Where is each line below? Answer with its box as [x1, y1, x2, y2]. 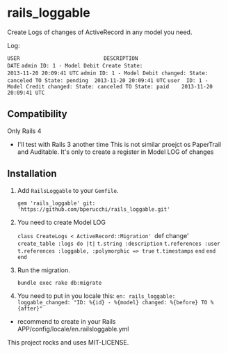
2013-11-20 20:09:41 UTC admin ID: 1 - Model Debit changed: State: [7, 70, 209, 77]
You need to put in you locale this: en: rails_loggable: [17, 291, 176, 300]
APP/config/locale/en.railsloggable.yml [17, 324, 129, 333]
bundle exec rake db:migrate [17, 279, 102, 286]
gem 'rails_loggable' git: [17, 200, 96, 207]
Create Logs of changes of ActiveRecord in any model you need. [7, 28, 193, 36]
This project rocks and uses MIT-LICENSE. [7, 338, 129, 346]
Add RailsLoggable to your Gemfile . [17, 186, 119, 194]
